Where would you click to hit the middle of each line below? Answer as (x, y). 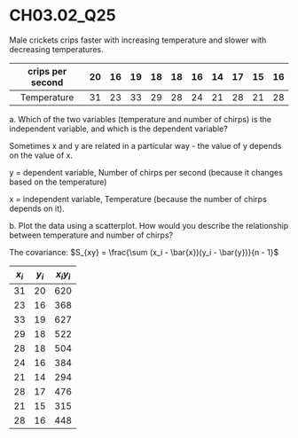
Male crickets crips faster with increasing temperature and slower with (138, 40)
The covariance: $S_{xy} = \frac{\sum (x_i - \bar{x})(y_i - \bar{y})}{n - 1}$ (144, 252)
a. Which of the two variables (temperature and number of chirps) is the (141, 119)
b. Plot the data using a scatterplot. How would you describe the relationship (149, 225)
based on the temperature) (58, 182)
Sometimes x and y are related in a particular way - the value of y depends (145, 145)
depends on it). (37, 208)
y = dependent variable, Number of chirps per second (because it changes (146, 172)
